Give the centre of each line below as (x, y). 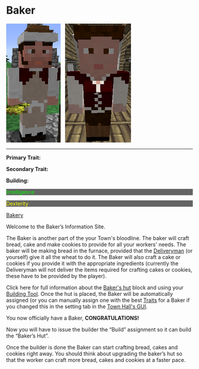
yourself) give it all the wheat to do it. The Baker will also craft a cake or (93, 257)
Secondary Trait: (27, 169)
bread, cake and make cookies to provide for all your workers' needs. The (96, 244)
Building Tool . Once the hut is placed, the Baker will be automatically (90, 294)
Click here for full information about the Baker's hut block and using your (95, 287)
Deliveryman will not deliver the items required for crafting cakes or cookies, (99, 269)
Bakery (15, 215)
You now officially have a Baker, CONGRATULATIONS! (73, 318)
